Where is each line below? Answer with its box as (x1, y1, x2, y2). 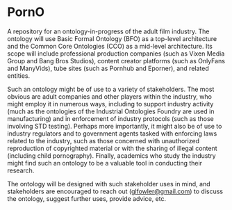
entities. (7, 71, 30, 80)
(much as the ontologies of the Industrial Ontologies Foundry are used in (7, 107, 215, 115)
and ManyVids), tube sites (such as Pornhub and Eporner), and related (7, 64, 210, 72)
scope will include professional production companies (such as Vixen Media (7, 49, 225, 58)
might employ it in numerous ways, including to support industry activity (7, 99, 214, 108)
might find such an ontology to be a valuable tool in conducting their (7, 159, 203, 167)
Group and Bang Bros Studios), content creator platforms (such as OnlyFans (7, 56, 226, 65)
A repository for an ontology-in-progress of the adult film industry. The (7, 27, 210, 35)
